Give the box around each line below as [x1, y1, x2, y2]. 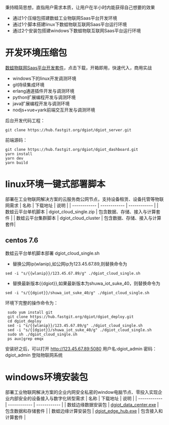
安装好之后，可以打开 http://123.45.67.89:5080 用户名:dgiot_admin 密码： [5, 346, 157, 352]
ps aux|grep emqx [7, 336, 44, 341]
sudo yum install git [7, 310, 53, 315]
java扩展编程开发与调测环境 [12, 100, 70, 107]
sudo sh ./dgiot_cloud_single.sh [7, 331, 78, 337]
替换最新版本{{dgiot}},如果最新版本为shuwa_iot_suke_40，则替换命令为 [12, 280, 160, 286]
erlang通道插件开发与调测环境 [12, 88, 74, 94]
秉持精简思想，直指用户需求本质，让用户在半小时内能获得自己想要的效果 [5, 5, 155, 10]
